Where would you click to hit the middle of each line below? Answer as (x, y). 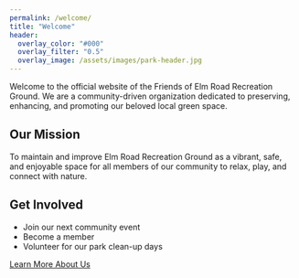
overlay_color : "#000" (61, 43)
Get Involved (47, 205)
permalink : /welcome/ (51, 18)
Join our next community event (81, 227)
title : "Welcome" (43, 27)
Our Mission (45, 135)
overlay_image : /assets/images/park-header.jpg (110, 60)
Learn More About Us (50, 264)
